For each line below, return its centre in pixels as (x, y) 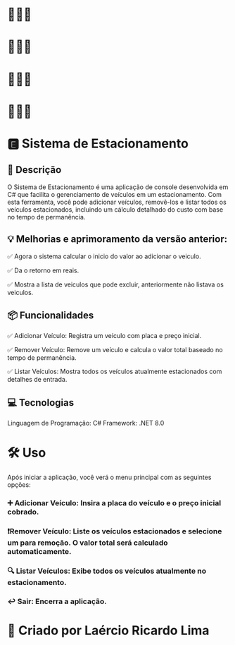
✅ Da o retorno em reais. (43, 270)
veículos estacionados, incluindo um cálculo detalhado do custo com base (115, 209)
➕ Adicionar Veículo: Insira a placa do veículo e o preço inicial (114, 503)
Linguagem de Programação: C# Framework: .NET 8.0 (86, 423)
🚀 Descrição (34, 170)
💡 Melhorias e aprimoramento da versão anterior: (118, 239)
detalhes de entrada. (37, 380)
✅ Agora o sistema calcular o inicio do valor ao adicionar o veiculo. (104, 256)
